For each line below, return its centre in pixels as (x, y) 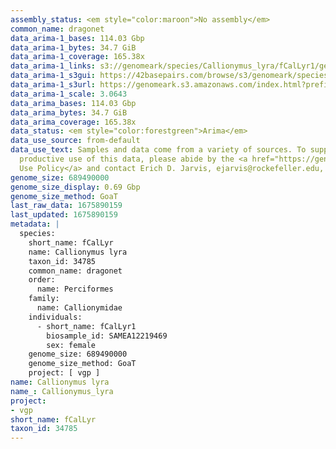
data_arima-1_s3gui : (53, 76)
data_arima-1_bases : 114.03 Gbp (77, 38)
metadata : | (35, 224)
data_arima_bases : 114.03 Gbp (73, 103)
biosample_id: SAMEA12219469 (107, 336)
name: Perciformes (75, 289)
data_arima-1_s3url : (53, 85)
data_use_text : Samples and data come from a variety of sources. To (158, 150)
